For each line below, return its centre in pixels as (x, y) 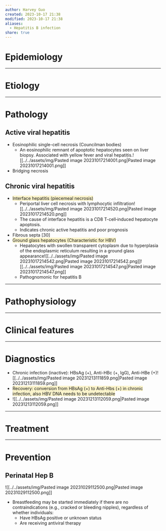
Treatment (27, 429)
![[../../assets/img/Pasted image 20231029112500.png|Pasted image (74, 488)
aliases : (14, 23)
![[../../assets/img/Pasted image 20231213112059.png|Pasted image (81, 399)
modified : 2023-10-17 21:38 (34, 19)
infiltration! (124, 204)
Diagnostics (30, 359)
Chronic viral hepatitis (40, 186)
